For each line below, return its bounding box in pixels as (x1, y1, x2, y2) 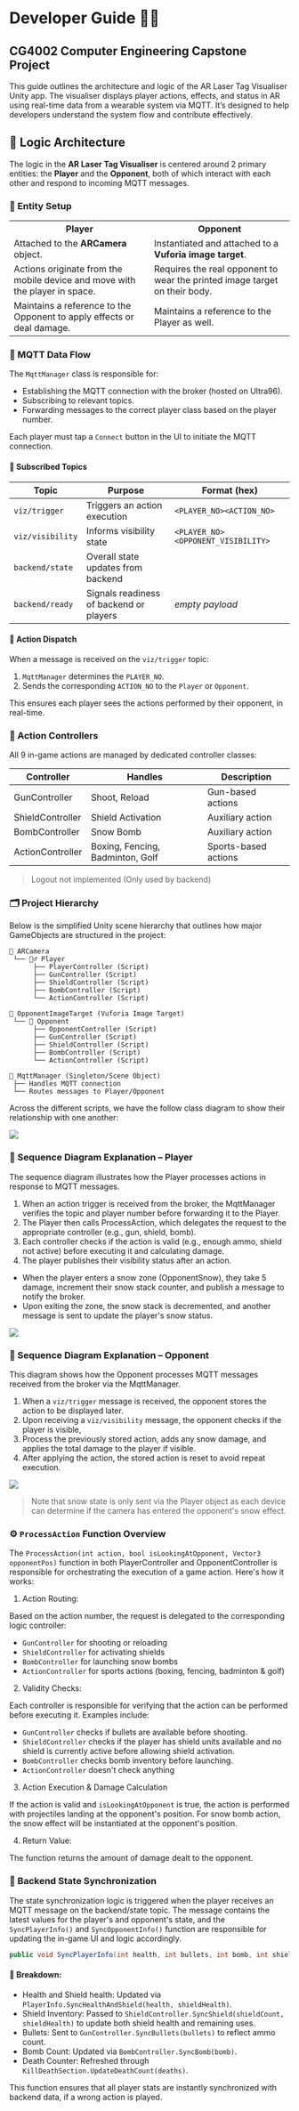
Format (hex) (201, 484, 258, 497)
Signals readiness (85, 586, 161, 599)
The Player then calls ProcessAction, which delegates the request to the (21, 1217, 287, 1227)
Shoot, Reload (90, 791, 149, 804)
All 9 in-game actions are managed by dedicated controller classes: (9, 749, 257, 760)
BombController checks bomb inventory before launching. (21, 1755, 234, 1766)
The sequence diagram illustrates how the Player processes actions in (9, 1171, 267, 1182)
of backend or (85, 598, 145, 611)
